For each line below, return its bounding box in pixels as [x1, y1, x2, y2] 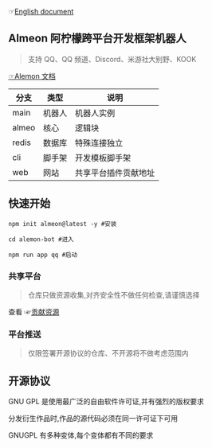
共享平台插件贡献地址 [74, 167, 155, 178]
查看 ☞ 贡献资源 [8, 306, 60, 317]
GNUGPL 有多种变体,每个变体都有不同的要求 [8, 430, 154, 440]
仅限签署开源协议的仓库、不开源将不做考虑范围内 [27, 349, 189, 358]
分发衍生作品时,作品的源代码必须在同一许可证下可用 [8, 414, 179, 423]
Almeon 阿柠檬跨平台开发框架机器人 [8, 32, 186, 45]
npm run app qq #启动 [8, 251, 78, 259]
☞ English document [8, 7, 74, 16]
